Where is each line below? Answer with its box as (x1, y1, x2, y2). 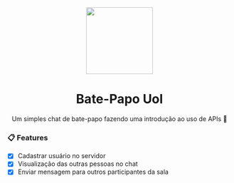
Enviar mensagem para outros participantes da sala (17, 167, 169, 177)
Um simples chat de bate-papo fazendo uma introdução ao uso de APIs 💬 (11, 114, 228, 123)
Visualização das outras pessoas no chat (17, 160, 139, 168)
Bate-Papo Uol (75, 91, 164, 108)
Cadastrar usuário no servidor (17, 152, 106, 160)
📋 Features (7, 132, 48, 142)
